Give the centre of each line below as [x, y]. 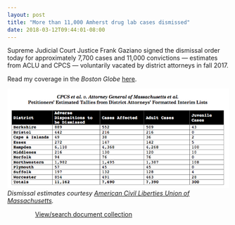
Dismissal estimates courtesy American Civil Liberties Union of [99, 193]
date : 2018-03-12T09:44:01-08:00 [56, 30]
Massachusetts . [31, 200]
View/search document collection [83, 214]
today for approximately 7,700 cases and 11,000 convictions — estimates [113, 58]
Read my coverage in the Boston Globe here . [72, 79]
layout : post [26, 15]
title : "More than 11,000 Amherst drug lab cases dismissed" [99, 22]
